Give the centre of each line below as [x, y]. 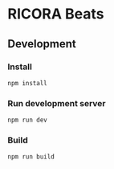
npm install [27, 83]
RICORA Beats [56, 14]
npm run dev [27, 120]
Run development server [57, 103]
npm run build [31, 157]
